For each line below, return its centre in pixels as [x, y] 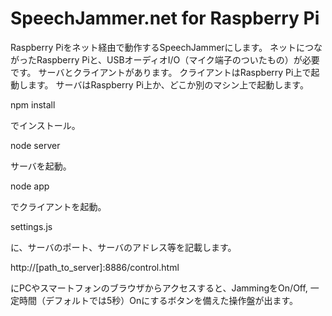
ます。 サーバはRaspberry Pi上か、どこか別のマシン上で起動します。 [168, 84]
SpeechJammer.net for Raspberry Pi [165, 18]
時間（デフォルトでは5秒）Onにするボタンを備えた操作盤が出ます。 [158, 300]
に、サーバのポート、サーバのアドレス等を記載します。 [123, 247]
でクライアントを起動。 [58, 206]
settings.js [31, 226]
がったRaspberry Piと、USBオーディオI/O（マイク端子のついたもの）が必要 [165, 59]
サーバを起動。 [41, 166]
